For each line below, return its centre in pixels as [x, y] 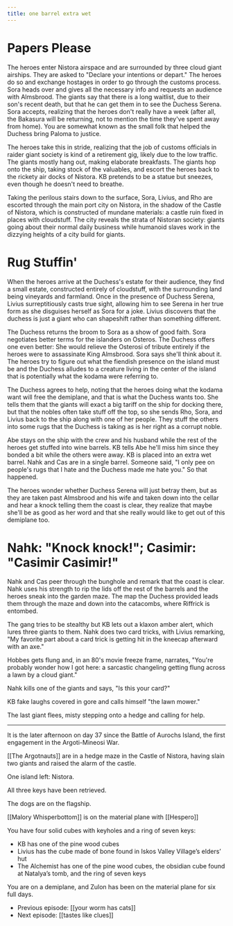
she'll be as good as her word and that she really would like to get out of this [116, 512]
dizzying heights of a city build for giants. [66, 234]
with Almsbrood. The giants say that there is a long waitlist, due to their [109, 96]
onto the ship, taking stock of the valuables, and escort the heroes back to [113, 169]
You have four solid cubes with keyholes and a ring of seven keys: [102, 831]
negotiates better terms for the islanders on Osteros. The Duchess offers [111, 339]
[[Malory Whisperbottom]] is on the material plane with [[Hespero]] [103, 817]
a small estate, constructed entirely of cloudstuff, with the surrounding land [114, 289]
